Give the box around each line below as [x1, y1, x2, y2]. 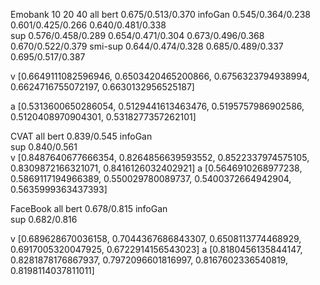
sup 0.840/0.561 [10, 141, 78, 153]
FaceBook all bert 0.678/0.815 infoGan [10, 203, 168, 214]
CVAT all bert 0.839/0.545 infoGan [10, 130, 153, 142]
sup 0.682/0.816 [10, 214, 78, 225]
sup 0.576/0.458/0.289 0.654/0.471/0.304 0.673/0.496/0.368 [10, 30, 265, 41]
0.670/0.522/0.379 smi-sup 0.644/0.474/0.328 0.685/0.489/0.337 [10, 40, 284, 52]
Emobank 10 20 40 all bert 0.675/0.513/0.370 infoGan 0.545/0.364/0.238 [10, 9, 311, 20]
